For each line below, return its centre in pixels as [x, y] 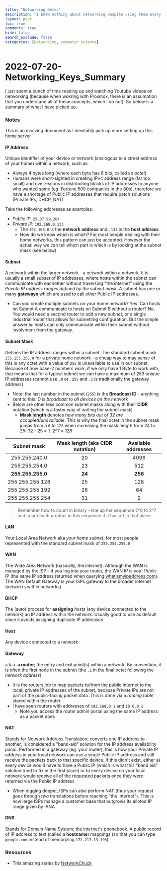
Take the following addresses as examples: [49, 209]
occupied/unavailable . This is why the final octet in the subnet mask [90, 420]
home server [18, 136]
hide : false [17, 33]
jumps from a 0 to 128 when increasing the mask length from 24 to [87, 425]
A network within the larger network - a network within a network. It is [77, 273]
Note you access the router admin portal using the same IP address [89, 711]
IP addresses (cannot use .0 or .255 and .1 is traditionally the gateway [77, 379]
